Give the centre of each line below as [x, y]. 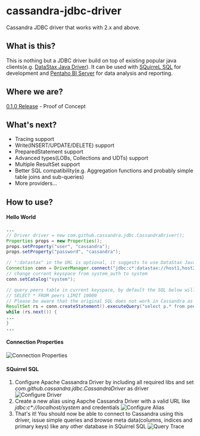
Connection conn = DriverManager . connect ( [60, 268]
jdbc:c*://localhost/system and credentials [67, 407]
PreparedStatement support [49, 152]
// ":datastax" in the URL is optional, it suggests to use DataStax [94, 263]
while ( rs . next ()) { [32, 312]
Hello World [21, 217]
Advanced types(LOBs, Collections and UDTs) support [82, 158]
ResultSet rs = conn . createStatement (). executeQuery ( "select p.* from [96, 307]
